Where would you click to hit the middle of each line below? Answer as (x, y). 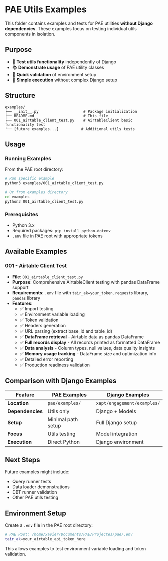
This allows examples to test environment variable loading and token (76, 548)
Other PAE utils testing (35, 498)
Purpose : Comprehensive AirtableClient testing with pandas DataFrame (86, 282)
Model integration (117, 434)
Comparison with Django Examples (61, 381)
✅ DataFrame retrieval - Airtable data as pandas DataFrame (82, 337)
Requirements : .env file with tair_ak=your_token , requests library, (80, 293)
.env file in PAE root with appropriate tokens (58, 236)
